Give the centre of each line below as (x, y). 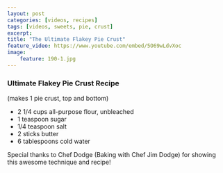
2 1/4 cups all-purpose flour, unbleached (75, 112)
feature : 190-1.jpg (48, 59)
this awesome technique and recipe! (59, 162)
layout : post (26, 14)
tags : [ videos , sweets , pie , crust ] (60, 26)
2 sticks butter (38, 134)
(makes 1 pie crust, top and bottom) (58, 99)
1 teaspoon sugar (42, 120)
